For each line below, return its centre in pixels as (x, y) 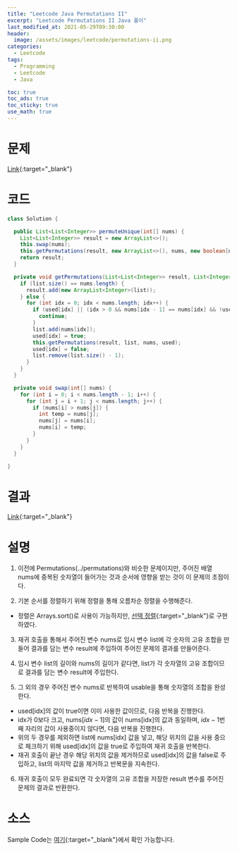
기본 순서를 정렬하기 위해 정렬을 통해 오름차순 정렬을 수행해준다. (105, 601)
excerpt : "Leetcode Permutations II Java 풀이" (77, 20)
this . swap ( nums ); (45, 245)
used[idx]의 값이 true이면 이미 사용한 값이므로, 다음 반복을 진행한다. (111, 711)
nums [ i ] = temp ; (62, 427)
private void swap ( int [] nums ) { (63, 388)
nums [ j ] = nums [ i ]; (67, 421)
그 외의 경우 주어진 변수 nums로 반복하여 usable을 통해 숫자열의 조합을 (115, 687)
